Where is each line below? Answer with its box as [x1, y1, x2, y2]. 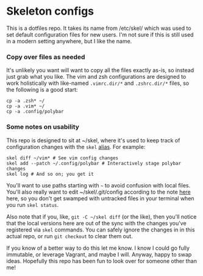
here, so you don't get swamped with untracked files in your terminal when [6, 194, 194, 202]
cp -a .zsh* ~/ [6, 98, 45, 104]
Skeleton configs [6, 4, 94, 18]
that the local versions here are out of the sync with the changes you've [6, 219, 187, 227]
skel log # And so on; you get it [6, 171, 94, 177]
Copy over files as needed [6, 53, 85, 61]
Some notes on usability [6, 123, 79, 131]
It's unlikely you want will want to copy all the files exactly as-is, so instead [6, 67, 194, 74]
